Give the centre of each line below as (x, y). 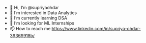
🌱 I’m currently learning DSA (38, 18)
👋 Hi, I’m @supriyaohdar (34, 8)
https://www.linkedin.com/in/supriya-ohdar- (96, 29)
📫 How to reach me (30, 29)
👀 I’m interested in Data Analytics (43, 13)
